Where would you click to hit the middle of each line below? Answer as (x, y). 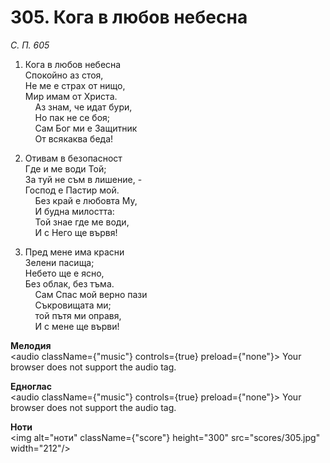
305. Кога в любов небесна (129, 17)
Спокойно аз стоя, (64, 75)
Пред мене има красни (74, 252)
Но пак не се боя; (72, 117)
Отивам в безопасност (73, 158)
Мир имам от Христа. (71, 96)
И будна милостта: (74, 211)
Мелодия (31, 345)
